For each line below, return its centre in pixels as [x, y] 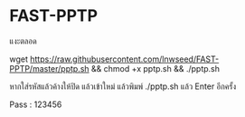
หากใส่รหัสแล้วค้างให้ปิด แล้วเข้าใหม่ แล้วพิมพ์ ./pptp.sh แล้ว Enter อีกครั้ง [123, 86]
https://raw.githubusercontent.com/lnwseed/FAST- [125, 59]
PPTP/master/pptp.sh [49, 68]
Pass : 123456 [36, 104]
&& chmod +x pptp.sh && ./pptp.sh [155, 68]
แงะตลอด [24, 41]
